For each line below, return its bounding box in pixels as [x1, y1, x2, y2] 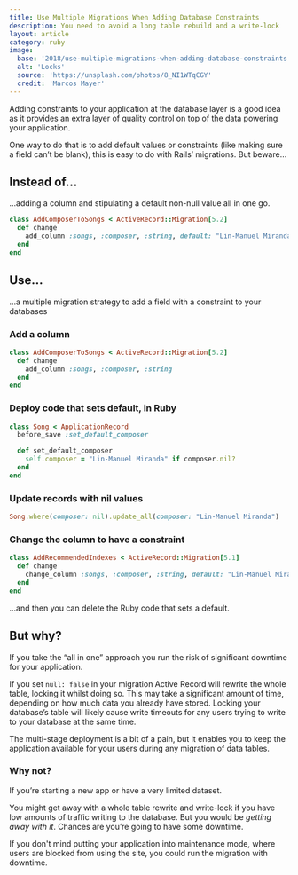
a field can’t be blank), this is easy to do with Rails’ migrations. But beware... [9, 148, 287, 160]
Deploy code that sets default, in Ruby [9, 402, 177, 414]
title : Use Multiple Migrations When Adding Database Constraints [9, 12, 260, 22]
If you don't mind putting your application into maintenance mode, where [9, 838, 276, 848]
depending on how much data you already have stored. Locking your [9, 698, 261, 708]
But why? [9, 628, 62, 643]
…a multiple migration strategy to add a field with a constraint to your [9, 296, 262, 307]
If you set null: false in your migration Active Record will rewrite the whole [9, 678, 286, 689]
